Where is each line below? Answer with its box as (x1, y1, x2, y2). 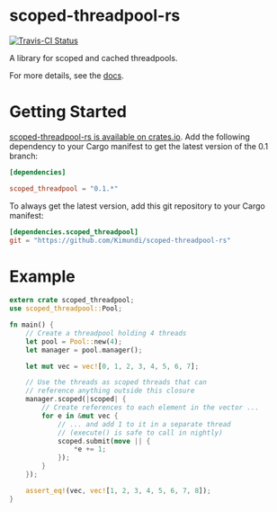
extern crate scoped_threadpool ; (9, 296, 135, 305)
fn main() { (9, 320, 54, 329)
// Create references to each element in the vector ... (41, 403, 259, 412)
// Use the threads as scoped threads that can (25, 378, 207, 387)
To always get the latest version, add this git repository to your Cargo (9, 200, 265, 211)
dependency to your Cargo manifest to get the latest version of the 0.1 (9, 140, 268, 151)
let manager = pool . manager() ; (25, 346, 143, 355)
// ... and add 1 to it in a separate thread (57, 419, 231, 428)
